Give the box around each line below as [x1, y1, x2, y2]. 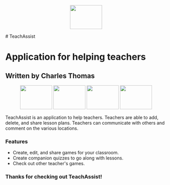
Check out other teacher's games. [12, 160, 86, 167]
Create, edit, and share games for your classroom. [12, 150, 119, 156]
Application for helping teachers [5, 51, 146, 63]
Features [5, 138, 28, 145]
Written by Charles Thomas [5, 72, 95, 80]
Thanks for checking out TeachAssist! [5, 173, 102, 180]
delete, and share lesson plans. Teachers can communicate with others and [5, 120, 165, 126]
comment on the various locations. [5, 125, 78, 131]
